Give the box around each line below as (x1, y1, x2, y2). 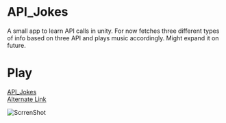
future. (7, 41, 26, 49)
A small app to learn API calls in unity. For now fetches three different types (7, 27, 220, 35)
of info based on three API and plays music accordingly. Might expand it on (7, 33, 219, 42)
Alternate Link (7, 95, 47, 103)
